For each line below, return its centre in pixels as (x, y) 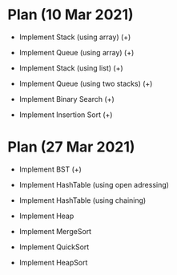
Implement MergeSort (55, 231)
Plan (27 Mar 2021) (71, 147)
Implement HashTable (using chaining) (82, 200)
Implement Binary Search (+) (67, 99)
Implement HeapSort (53, 262)
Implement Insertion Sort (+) (66, 115)
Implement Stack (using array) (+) (75, 37)
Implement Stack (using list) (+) (71, 68)
